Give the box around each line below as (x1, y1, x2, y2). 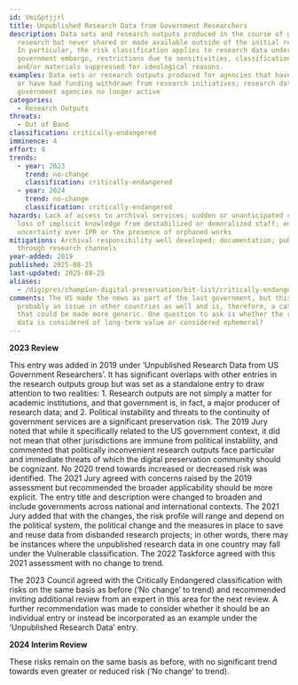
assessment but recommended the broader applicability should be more (9, 483, 273, 492)
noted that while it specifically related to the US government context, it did (9, 426, 281, 436)
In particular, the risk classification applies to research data (17, 46, 268, 55)
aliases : (9, 277, 42, 286)
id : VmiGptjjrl (9, 12, 66, 22)
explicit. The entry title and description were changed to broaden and (9, 492, 263, 502)
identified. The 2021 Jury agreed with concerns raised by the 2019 (9, 473, 253, 484)
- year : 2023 (17, 161, 66, 170)
